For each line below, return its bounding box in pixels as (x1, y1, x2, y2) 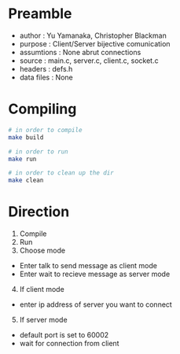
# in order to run (8, 147, 68, 156)
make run (8, 155, 37, 163)
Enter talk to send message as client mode (19, 261, 157, 271)
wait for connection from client (19, 339, 119, 348)
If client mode (19, 285, 64, 294)
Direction (8, 203, 70, 221)
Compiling (8, 100, 77, 118)
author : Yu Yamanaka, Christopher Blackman (19, 31, 167, 40)
